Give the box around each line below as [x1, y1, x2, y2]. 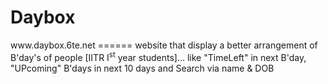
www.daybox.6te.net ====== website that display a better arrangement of [10, 39, 318, 51]
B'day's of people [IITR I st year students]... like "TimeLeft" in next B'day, [10, 49, 307, 63]
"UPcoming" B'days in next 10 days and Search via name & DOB [10, 62, 275, 74]
